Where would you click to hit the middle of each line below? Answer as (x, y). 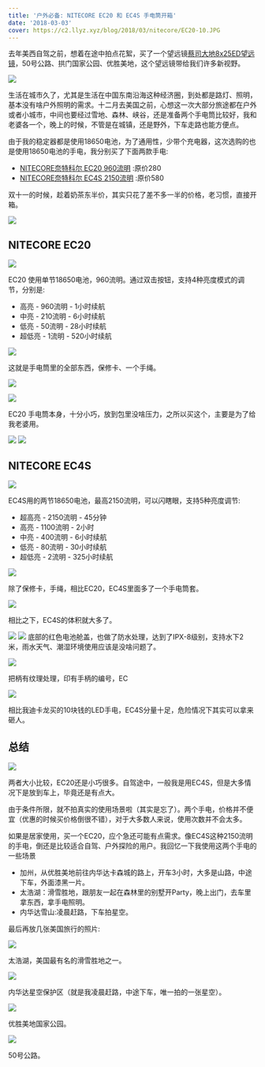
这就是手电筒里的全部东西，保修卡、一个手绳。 (84, 368)
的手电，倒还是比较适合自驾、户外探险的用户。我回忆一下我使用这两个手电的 (132, 846)
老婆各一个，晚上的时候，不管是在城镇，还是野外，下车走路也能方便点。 (125, 125)
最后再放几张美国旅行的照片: (54, 929)
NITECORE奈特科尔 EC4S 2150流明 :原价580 (91, 178)
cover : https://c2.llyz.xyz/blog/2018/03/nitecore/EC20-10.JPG (114, 30)
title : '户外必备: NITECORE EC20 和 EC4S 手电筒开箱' (92, 15)
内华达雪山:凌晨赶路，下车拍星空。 (76, 912)
